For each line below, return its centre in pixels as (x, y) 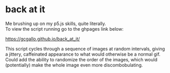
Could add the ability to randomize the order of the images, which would (81, 59)
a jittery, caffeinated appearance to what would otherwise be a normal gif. (83, 54)
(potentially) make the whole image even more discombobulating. (74, 65)
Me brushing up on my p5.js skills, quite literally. (56, 23)
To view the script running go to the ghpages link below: (64, 29)
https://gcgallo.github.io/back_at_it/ (43, 39)
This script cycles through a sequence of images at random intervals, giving (85, 48)
